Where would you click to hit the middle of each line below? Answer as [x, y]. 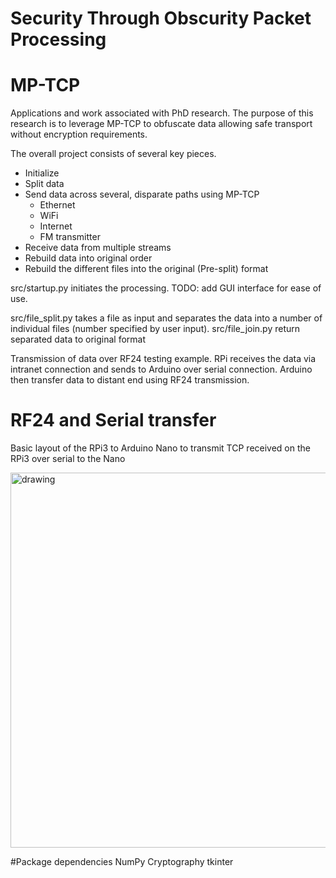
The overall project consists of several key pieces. [113, 154]
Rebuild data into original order [88, 258]
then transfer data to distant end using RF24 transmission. [130, 380]
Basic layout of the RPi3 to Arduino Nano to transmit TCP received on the [160, 448]
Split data [44, 184]
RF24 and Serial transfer [113, 420]
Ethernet [57, 205]
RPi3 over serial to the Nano [68, 459]
